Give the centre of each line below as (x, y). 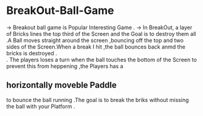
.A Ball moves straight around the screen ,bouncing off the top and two (95, 40)
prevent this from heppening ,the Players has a (65, 66)
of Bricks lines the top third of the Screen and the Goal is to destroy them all (101, 33)
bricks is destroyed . (32, 53)
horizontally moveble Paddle (62, 85)
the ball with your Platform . (41, 106)
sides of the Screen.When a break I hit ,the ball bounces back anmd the (96, 47)
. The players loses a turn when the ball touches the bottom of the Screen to (102, 60)
